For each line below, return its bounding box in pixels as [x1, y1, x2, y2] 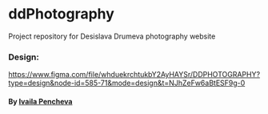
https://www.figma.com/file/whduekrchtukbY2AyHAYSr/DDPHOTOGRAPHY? [8, 70, 261, 79]
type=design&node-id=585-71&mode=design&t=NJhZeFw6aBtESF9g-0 [8, 78, 246, 88]
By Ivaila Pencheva [8, 96, 73, 106]
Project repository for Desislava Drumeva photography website [8, 31, 216, 41]
